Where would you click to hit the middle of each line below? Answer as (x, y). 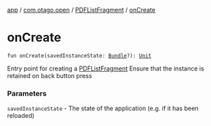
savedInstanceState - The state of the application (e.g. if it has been (103, 108)
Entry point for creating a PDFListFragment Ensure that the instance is (105, 68)
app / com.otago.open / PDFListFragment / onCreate (81, 10)
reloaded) (21, 116)
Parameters (27, 93)
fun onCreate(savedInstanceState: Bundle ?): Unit (79, 55)
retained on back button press (50, 75)
